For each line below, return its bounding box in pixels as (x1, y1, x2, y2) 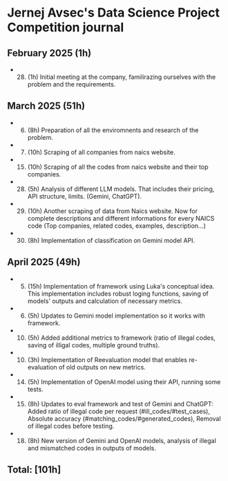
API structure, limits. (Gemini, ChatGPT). (27, 192, 142, 200)
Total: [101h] (7, 464, 61, 475)
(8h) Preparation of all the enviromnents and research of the (27, 126, 199, 134)
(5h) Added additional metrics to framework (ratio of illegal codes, (27, 334, 216, 342)
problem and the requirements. (27, 80, 116, 88)
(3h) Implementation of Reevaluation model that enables (27, 355, 188, 364)
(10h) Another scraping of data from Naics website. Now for (27, 206, 198, 215)
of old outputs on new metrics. (58, 363, 146, 371)
